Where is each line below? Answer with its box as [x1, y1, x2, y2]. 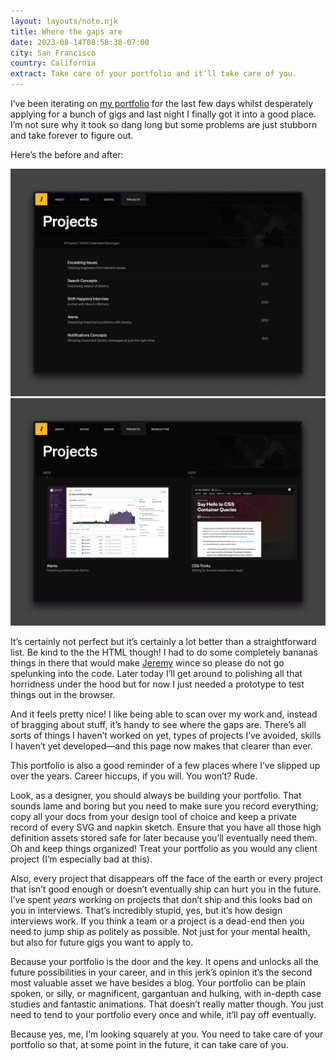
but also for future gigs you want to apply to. [10, 936, 194, 949]
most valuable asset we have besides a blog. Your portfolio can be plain [10, 977, 307, 989]
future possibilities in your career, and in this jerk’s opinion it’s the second [10, 966, 313, 979]
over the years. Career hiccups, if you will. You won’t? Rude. [10, 770, 258, 782]
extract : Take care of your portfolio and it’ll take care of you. [10, 69, 298, 79]
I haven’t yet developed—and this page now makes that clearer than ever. [10, 740, 313, 752]
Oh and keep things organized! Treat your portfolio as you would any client [10, 843, 318, 855]
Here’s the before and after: [10, 149, 124, 160]
